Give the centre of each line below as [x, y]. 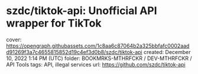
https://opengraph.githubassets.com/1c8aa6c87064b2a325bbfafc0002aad [98, 46]
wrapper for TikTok [54, 23]
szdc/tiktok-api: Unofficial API [82, 11]
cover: [14, 39]
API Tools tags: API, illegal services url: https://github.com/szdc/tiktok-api [96, 64]
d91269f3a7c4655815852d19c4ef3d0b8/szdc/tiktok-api [74, 52]
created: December [167, 52]
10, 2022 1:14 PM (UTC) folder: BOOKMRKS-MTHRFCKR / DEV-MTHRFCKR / [99, 58]
